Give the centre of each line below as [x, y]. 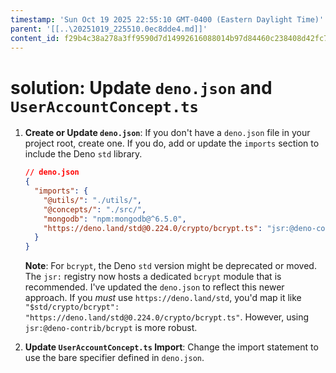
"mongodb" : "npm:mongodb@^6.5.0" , [115, 219]
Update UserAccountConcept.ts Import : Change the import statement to [171, 347]
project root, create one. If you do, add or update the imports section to [172, 143]
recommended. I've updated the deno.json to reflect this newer [154, 287]
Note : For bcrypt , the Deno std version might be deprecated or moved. [170, 266]
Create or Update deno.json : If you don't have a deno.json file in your [167, 133]
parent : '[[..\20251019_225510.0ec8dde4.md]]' [109, 29]
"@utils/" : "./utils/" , [92, 200]
